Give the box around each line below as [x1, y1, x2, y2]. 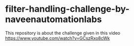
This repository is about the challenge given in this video [5, 30, 120, 36]
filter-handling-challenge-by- [5, 3, 130, 15]
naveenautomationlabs [5, 14, 102, 25]
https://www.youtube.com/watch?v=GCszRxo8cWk [5, 35, 110, 41]
